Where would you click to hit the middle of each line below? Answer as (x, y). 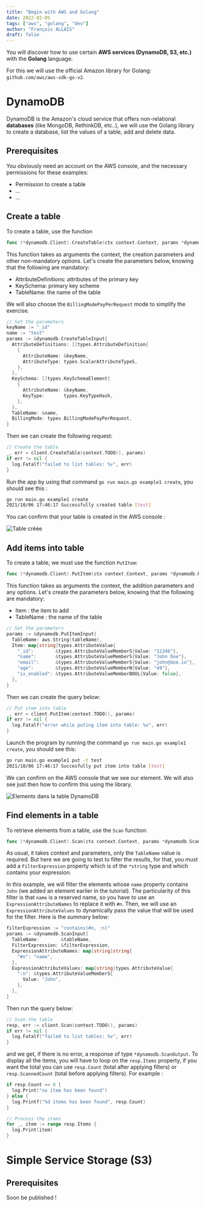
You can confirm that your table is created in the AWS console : (86, 517)
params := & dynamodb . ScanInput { (47, 934)
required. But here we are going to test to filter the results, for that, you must (102, 860)
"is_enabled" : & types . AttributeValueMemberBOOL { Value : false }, (99, 674)
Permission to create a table (50, 184)
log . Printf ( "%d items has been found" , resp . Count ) (79, 1102)
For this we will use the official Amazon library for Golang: (79, 70)
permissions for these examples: (47, 172)
